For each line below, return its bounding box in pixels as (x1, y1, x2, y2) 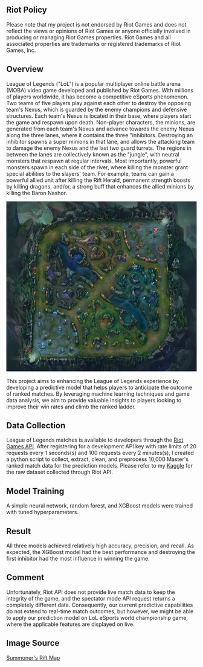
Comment (6, 572, 45, 582)
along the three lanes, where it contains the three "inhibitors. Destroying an (6, 131, 193, 138)
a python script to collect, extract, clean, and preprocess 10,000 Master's (6, 456, 189, 463)
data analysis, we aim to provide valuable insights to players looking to (6, 396, 182, 404)
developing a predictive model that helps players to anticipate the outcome (6, 384, 192, 391)
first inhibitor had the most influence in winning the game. (6, 555, 150, 562)
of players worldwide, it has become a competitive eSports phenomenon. (6, 93, 189, 100)
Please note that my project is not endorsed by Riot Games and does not (6, 21, 187, 28)
